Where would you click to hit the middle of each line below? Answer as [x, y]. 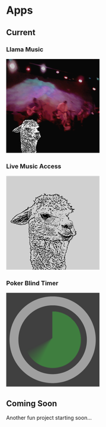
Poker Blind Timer [32, 283]
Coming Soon [32, 403]
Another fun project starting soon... [49, 418]
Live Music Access [34, 166]
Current [21, 32]
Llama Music [25, 49]
